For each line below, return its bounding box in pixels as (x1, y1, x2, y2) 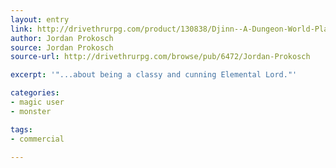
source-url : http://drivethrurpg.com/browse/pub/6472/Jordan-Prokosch (10, 52, 311, 62)
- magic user (10, 97, 65, 107)
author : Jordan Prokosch (10, 33, 114, 43)
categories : (10, 88, 60, 98)
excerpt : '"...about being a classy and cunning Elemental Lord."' (10, 70, 298, 80)
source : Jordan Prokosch (10, 42, 114, 53)
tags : (10, 124, 33, 135)
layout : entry (10, 14, 70, 25)
